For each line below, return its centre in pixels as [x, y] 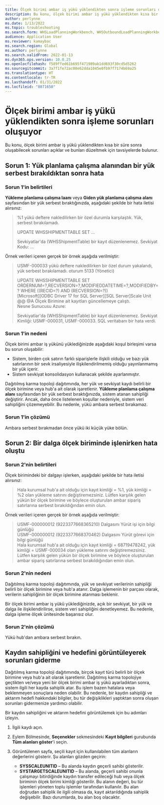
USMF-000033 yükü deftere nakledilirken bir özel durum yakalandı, [85, 266]
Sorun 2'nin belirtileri [31, 465]
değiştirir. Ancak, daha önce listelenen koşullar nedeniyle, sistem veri [74, 399]
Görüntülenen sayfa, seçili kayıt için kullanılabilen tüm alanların [75, 751]
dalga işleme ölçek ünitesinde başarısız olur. [50, 614]
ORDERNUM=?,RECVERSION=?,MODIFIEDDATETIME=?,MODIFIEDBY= [88, 285]
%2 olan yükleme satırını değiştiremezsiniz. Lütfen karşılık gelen [81, 495]
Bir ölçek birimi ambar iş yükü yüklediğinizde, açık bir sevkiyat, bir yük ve [79, 604]
